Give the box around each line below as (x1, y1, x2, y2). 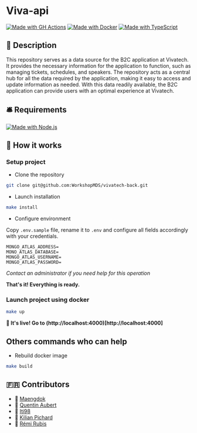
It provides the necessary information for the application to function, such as (6, 62, 191, 69)
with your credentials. (6, 233, 59, 240)
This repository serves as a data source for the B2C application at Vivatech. (6, 56, 189, 63)
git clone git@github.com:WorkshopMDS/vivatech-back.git (6, 183, 148, 189)
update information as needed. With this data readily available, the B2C (6, 81, 178, 88)
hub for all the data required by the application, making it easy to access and (6, 74, 191, 81)
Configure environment (14, 215, 71, 222)
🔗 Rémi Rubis (14, 420, 47, 427)
